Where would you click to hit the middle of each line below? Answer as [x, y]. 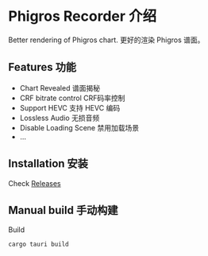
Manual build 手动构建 [63, 210]
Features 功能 [42, 67]
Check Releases [35, 183]
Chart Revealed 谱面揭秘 [60, 87]
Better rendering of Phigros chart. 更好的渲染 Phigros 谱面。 [106, 40]
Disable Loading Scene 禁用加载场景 [79, 127]
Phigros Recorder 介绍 [83, 16]
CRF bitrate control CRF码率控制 [72, 98]
